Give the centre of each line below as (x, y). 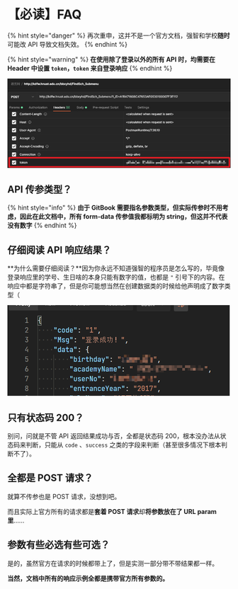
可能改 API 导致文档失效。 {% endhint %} (68, 44)
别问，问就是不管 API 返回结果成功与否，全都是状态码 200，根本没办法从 (114, 436)
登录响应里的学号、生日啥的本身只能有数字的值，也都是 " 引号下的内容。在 (116, 278)
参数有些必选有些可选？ (58, 545)
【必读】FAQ (45, 15)
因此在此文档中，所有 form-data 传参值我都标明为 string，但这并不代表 (124, 217)
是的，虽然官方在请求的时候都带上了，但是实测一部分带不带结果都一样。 (113, 563)
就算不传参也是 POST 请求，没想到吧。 (64, 496)
